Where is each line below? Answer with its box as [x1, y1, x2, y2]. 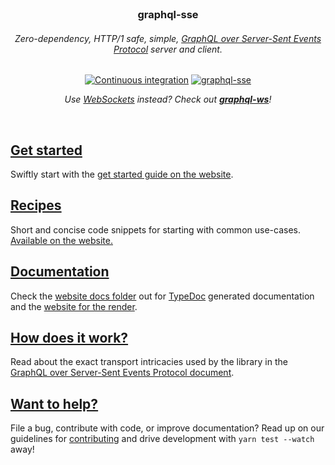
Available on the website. [10, 234, 113, 246]
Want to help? [10, 395, 99, 412]
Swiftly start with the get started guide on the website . [10, 168, 234, 180]
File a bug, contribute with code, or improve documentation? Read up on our [10, 422, 325, 434]
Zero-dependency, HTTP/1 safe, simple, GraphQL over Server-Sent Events [14, 32, 322, 44]
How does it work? [10, 329, 129, 346]
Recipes [10, 197, 62, 214]
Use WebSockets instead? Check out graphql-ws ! [64, 93, 272, 106]
